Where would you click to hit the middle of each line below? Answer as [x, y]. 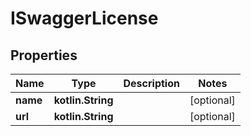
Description [151, 83]
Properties [44, 55]
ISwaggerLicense [84, 18]
